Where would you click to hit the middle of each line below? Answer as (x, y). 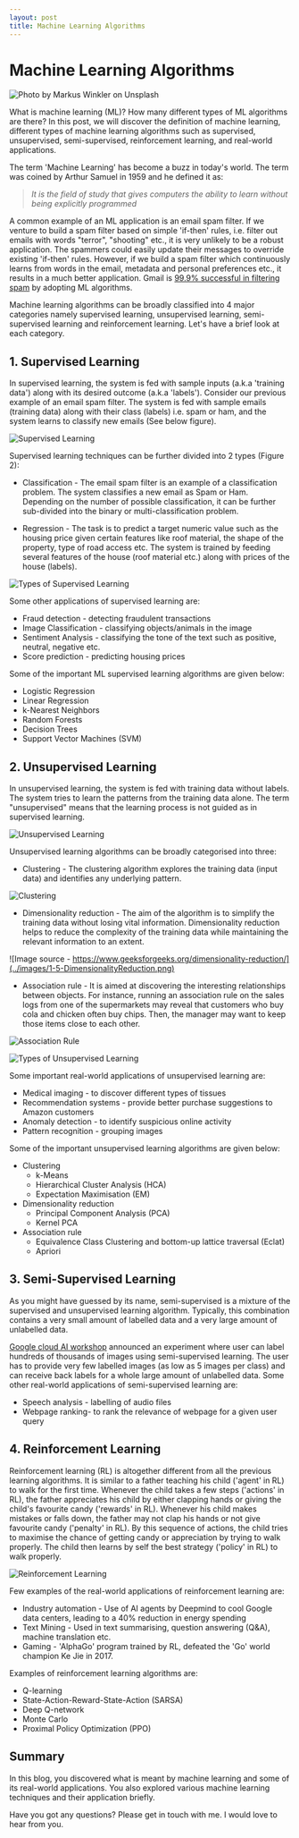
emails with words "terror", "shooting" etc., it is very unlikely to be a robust (146, 240)
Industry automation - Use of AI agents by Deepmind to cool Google (147, 1608)
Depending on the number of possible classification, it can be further (149, 502)
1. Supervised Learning (75, 362)
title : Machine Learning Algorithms (77, 26)
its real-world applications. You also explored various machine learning (140, 1787)
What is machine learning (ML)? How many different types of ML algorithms (149, 112)
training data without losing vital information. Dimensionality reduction (151, 923)
